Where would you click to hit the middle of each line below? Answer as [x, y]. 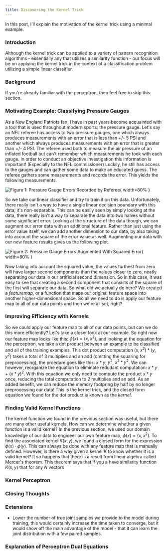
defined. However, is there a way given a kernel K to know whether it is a [80, 451]
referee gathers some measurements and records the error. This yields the [82, 175]
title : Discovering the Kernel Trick [44, 10]
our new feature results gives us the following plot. [57, 242]
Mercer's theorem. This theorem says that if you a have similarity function [81, 462]
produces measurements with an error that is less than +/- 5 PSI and [76, 138]
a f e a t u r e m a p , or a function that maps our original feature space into [76, 293]
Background [20, 82]
